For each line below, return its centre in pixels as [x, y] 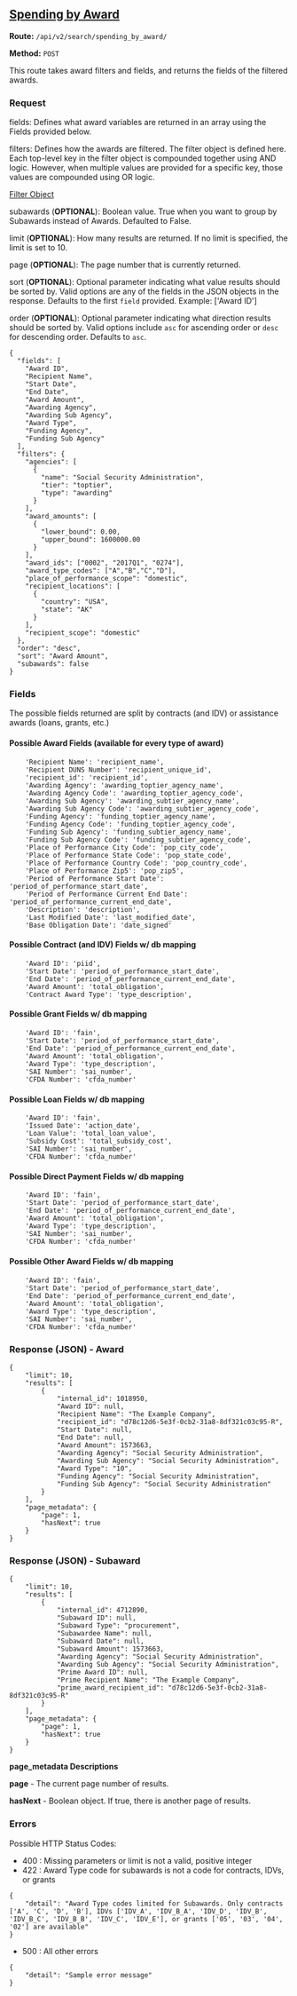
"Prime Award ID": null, [102, 1673]
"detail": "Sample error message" [89, 1975]
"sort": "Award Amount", [63, 656]
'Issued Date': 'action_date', [83, 1126]
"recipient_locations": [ [73, 586]
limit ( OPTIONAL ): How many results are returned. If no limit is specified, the [148, 238]
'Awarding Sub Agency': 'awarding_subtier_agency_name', [133, 801]
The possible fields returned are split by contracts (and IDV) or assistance [144, 713]
